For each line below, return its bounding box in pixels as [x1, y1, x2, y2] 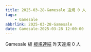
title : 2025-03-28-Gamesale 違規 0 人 [5, 7, 86, 13]
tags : [5, 12, 17, 17]
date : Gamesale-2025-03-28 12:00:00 [5, 27, 84, 32]
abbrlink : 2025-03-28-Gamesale [5, 21, 72, 27]
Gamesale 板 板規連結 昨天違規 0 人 [5, 41, 81, 47]
